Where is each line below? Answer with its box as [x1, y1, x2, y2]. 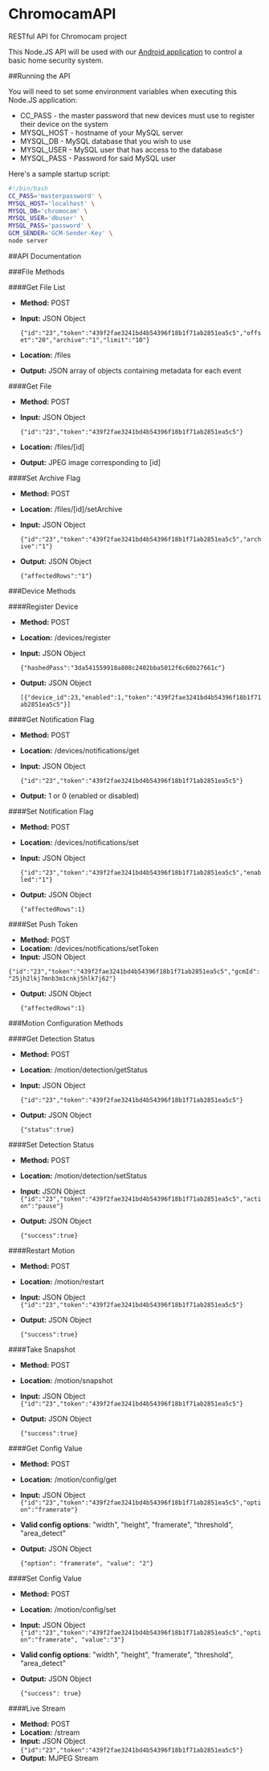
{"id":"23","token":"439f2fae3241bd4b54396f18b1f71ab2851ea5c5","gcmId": [8, 967, 261, 976]
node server [8, 237, 48, 245]
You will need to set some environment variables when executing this [8, 86, 238, 96]
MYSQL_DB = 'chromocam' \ [8, 206, 88, 215]
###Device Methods [8, 586, 76, 595]
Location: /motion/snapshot [19, 1375, 113, 1385]
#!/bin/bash [8, 184, 48, 193]
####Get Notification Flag [8, 714, 95, 724]
